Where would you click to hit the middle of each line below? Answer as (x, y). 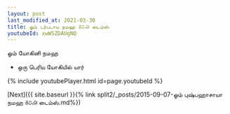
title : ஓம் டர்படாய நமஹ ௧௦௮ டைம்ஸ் (58, 27)
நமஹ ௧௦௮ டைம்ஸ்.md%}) (44, 103)
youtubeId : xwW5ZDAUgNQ (42, 33)
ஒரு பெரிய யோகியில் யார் (51, 67)
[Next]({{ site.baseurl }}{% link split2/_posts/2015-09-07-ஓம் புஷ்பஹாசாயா (115, 94)
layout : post (26, 14)
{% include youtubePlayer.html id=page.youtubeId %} (85, 81)
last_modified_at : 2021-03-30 (52, 20)
